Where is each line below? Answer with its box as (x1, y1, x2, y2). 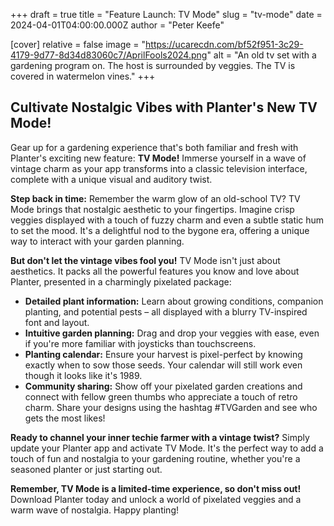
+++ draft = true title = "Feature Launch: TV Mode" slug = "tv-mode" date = (10, 9, 323, 20)
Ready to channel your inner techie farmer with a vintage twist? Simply (10, 431, 310, 443)
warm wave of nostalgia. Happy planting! (10, 504, 179, 516)
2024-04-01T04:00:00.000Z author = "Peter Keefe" (10, 19, 225, 31)
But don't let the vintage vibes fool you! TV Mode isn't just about (10, 254, 281, 266)
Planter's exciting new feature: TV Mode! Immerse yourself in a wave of (10, 152, 307, 164)
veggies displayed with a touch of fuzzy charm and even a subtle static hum (10, 214, 325, 226)
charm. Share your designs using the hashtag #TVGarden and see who (24, 401, 318, 413)
